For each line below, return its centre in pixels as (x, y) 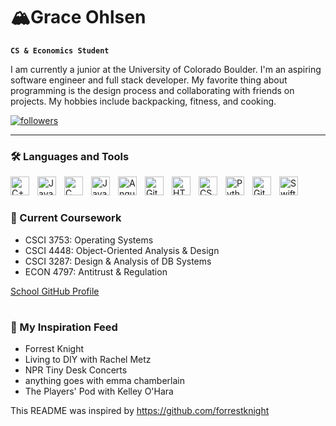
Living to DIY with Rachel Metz (88, 360)
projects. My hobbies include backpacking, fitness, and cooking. (143, 101)
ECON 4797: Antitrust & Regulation (96, 271)
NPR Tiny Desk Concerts (76, 370)
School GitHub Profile (55, 291)
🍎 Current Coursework (66, 218)
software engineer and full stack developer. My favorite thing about (149, 80)
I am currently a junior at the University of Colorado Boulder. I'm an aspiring (166, 69)
